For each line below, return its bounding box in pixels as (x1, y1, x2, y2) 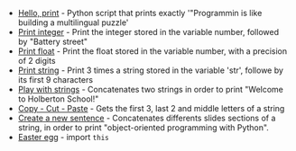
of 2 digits (17, 56, 56, 66)
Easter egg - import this (17, 132, 110, 142)
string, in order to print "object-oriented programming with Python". (17, 122, 269, 133)
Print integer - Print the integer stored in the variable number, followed (17, 27, 280, 37)
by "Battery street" (17, 36, 88, 47)
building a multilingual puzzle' (17, 17, 129, 28)
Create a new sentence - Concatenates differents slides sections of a (17, 112, 276, 123)
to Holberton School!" (17, 93, 99, 104)
